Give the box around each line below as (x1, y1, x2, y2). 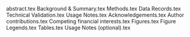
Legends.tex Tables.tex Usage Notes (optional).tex (6, 24, 131, 31)
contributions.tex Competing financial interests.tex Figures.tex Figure (6, 18, 176, 24)
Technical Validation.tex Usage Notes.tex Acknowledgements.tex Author (6, 11, 185, 18)
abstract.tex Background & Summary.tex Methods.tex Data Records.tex (6, 5, 181, 12)
